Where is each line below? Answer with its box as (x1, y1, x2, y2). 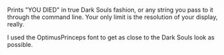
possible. (7, 41, 33, 48)
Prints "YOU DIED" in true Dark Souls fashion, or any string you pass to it (7, 6, 214, 14)
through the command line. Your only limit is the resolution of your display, (7, 13, 218, 21)
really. (7, 20, 25, 28)
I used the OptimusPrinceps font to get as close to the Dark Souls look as (7, 33, 215, 41)
